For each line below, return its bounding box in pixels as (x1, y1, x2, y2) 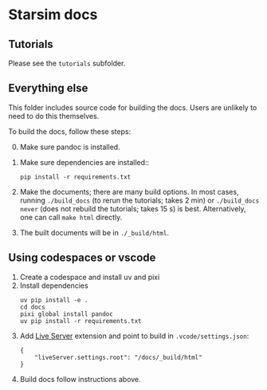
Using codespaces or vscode (8, 251, 156, 265)
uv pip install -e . (19, 296, 88, 304)
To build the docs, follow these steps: (8, 126, 132, 136)
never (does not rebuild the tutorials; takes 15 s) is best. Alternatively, (19, 203, 246, 213)
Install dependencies (19, 281, 89, 290)
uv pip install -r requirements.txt (19, 317, 142, 325)
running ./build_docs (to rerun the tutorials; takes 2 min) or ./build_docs (19, 195, 260, 205)
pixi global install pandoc (19, 309, 113, 318)
